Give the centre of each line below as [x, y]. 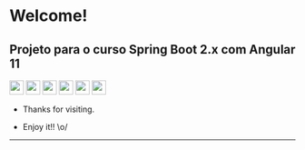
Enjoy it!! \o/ [45, 127]
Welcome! [49, 16]
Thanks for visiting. [59, 109]
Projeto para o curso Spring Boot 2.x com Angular [152, 50]
